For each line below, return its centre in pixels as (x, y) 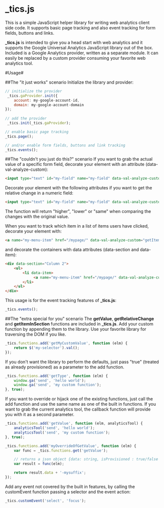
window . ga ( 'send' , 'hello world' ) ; (50, 380)
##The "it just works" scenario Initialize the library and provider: (69, 82)
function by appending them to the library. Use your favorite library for (76, 329)
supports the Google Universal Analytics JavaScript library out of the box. (79, 47)
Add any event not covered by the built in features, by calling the (70, 486)
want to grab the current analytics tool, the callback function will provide (78, 409)
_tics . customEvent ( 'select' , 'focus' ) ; (46, 501)
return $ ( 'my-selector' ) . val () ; (47, 348)
